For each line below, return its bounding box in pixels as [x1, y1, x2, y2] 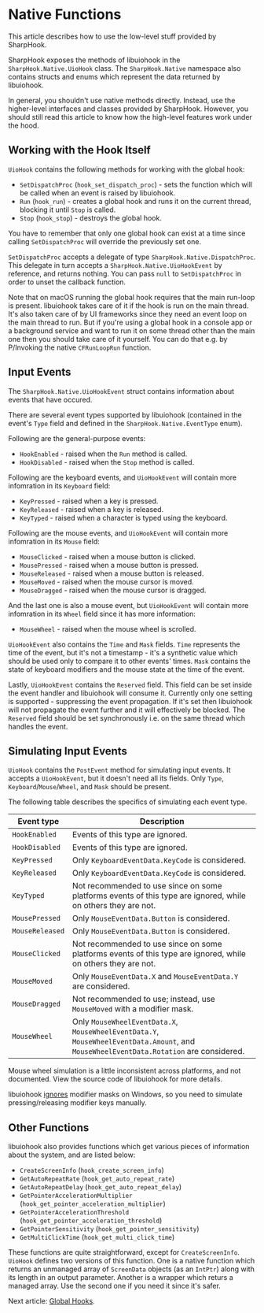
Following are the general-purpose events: [8, 433, 146, 443]
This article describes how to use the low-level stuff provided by [8, 32, 217, 41]
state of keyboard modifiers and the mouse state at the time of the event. [8, 664, 245, 674]
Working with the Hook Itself [8, 143, 151, 157]
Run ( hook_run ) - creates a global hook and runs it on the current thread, [19, 196, 251, 206]
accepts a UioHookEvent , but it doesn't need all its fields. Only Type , [8, 773, 224, 783]
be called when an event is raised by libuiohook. [19, 187, 176, 198]
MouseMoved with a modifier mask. [71, 1003, 194, 1014]
